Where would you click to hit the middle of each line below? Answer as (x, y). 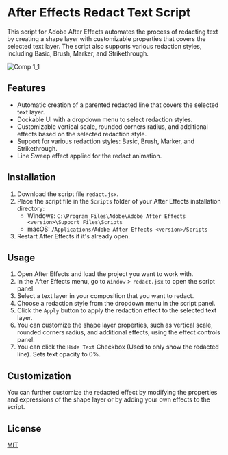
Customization (39, 376)
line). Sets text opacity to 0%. (59, 354)
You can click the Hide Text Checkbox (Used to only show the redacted (118, 347)
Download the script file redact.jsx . (67, 194)
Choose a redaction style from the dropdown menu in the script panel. (116, 304)
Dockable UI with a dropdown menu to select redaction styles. (105, 119)
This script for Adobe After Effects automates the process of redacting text (113, 32)
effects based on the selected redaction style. (82, 134)
